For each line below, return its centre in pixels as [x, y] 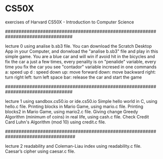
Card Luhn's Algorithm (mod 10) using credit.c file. [55, 122]
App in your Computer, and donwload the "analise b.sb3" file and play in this [81, 51]
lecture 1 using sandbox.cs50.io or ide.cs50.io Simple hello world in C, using [81, 101]
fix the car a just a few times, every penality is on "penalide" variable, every [81, 61]
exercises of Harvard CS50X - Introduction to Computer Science [70, 22]
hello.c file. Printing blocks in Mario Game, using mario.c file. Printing [74, 106]
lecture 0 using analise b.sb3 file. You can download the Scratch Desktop [79, 46]
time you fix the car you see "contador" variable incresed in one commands [81, 67]
